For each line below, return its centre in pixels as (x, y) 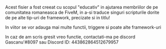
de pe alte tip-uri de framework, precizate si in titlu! (58, 18)
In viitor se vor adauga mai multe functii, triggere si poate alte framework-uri (83, 27)
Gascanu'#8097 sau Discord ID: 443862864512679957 (62, 42)
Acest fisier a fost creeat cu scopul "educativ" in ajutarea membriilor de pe (82, 7)
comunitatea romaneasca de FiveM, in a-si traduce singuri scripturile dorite (82, 12)
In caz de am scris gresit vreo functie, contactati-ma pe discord (70, 37)
